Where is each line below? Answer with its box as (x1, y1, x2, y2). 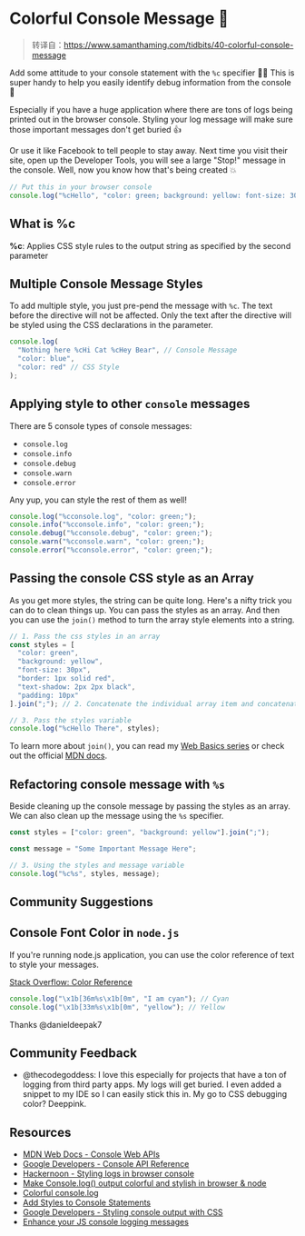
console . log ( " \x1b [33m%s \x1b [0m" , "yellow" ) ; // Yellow (9, 1002, 225, 1012)
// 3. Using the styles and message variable (9, 861, 184, 870)
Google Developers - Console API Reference (22, 1159, 190, 1170)
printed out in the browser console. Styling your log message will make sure (9, 114, 293, 125)
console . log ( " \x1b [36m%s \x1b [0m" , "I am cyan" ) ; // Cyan (9, 994, 230, 1003)
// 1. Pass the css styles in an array (9, 632, 161, 641)
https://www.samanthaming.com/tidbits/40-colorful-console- (63, 39, 294, 50)
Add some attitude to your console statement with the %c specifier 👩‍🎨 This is (9, 67, 295, 78)
